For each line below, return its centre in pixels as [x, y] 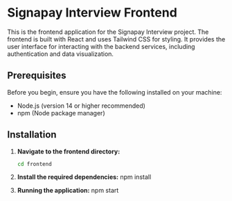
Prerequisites [37, 76]
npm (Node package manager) [61, 113]
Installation [32, 135]
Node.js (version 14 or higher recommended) [81, 106]
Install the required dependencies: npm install [84, 177]
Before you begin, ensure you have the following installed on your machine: [115, 92]
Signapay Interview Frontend [92, 13]
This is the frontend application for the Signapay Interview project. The [108, 32]
